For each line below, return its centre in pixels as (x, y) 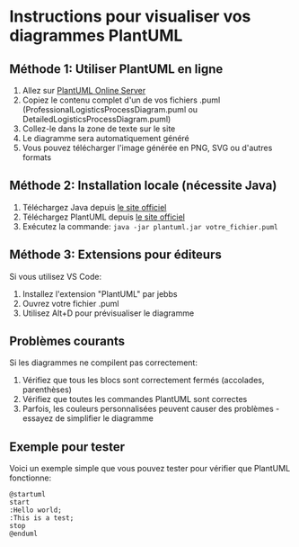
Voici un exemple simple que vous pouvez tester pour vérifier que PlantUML (150, 469)
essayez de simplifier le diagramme (88, 418)
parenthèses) (47, 390)
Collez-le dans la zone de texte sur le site (99, 129)
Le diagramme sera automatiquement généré (106, 138)
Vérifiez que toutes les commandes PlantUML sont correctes (135, 399)
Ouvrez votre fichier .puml (70, 303)
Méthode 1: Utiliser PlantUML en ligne (116, 69)
